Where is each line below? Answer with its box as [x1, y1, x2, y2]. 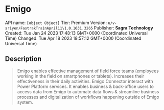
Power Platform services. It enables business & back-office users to [17, 83, 154, 89]
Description [5, 55, 42, 63]
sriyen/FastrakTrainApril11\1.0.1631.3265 [5, 26, 93, 30]
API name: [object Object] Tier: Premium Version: [5, 20, 107, 26]
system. [17, 99, 33, 105]
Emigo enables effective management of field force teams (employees [17, 68, 159, 74]
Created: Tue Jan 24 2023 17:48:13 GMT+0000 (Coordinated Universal [5, 30, 148, 36]
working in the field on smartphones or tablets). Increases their [17, 73, 144, 79]
